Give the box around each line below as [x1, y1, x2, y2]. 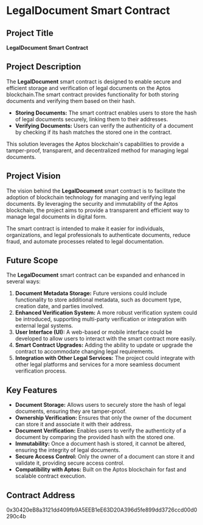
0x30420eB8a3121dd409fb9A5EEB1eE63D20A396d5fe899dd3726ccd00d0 [6, 506, 198, 513]
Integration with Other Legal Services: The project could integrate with [15, 354, 195, 362]
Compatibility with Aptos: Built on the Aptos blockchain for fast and [15, 466, 187, 473]
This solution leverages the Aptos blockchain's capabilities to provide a [6, 140, 184, 147]
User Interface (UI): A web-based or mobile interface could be [15, 328, 173, 336]
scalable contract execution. [15, 473, 86, 480]
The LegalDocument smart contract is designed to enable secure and [6, 77, 181, 85]
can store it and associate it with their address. [15, 421, 132, 428]
